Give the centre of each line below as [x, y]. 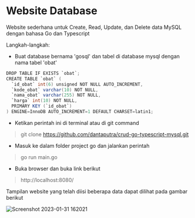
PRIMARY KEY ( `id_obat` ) [42, 106]
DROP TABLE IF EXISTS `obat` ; [43, 73]
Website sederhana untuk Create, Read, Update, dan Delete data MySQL [94, 27]
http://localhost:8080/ [47, 180]
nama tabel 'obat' [36, 62]
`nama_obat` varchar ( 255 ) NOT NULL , [56, 95]
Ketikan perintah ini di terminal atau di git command [77, 123]
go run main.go [39, 157]
